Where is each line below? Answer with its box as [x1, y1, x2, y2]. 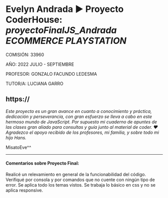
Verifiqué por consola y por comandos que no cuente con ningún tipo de [5, 177, 155, 183]
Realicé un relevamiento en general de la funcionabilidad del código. [5, 171, 146, 177]
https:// [5, 95, 30, 103]
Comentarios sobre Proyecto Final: [5, 160, 79, 166]
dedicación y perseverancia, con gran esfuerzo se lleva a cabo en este [5, 113, 153, 119]
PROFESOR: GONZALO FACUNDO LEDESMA [5, 71, 97, 77]
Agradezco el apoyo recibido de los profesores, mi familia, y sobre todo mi [5, 129, 159, 135]
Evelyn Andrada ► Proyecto [5, 3, 124, 15]
